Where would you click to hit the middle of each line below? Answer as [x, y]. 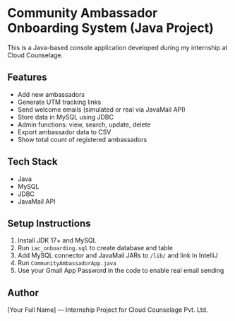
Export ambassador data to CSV [64, 132]
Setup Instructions [49, 223]
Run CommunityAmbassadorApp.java [67, 263]
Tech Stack [32, 162]
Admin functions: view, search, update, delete [84, 124]
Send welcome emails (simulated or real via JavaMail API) [101, 109]
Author [23, 292]
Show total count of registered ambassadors [82, 139]
